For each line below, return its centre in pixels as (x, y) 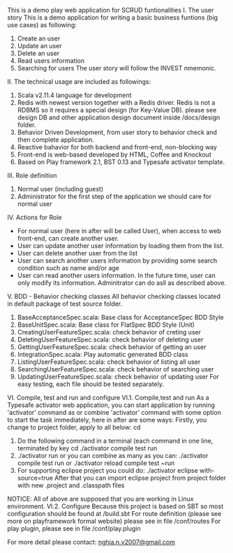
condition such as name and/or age (68, 268)
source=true (35, 478)
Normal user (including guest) (60, 189)
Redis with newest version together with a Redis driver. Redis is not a (116, 103)
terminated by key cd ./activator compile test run (87, 448)
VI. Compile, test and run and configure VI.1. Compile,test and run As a (108, 398)
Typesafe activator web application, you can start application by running (111, 405)
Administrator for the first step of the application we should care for (114, 196)
